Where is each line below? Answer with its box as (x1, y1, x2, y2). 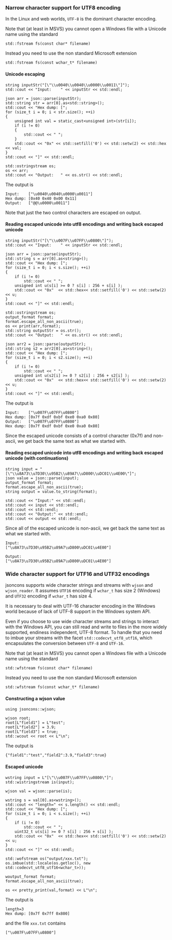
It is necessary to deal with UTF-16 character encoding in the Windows (5, 603, 156, 609)
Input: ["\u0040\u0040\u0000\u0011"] (5, 191, 93, 196)
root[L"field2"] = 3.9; (5, 725, 56, 730)
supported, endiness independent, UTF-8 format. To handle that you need (5, 629, 162, 636)
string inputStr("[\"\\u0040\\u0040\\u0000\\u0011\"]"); (5, 82, 130, 87)
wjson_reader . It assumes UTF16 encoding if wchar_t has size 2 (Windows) (5, 588, 161, 594)
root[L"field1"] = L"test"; (5, 720, 66, 726)
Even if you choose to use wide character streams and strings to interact (5, 619, 159, 625)
